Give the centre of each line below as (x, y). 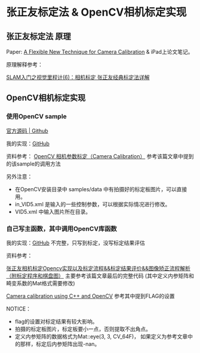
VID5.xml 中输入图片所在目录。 (53, 212)
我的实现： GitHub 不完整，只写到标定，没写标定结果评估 (76, 243)
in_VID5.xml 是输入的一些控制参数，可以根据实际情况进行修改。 (93, 204)
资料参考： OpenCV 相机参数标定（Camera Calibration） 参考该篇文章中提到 (100, 156)
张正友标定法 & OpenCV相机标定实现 (96, 12)
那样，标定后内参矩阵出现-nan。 (60, 344)
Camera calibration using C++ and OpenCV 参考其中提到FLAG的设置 (90, 296)
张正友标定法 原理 (39, 36)
